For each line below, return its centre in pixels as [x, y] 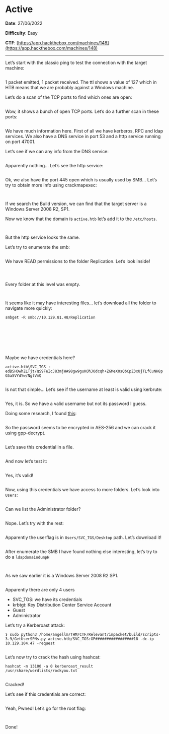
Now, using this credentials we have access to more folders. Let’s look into [82, 489]
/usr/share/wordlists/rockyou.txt [41, 671]
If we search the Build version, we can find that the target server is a [76, 204]
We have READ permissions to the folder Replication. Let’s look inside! [78, 261]
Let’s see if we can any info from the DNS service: [57, 151]
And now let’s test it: [26, 461]
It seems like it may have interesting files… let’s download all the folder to [81, 303]
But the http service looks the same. [43, 237]
